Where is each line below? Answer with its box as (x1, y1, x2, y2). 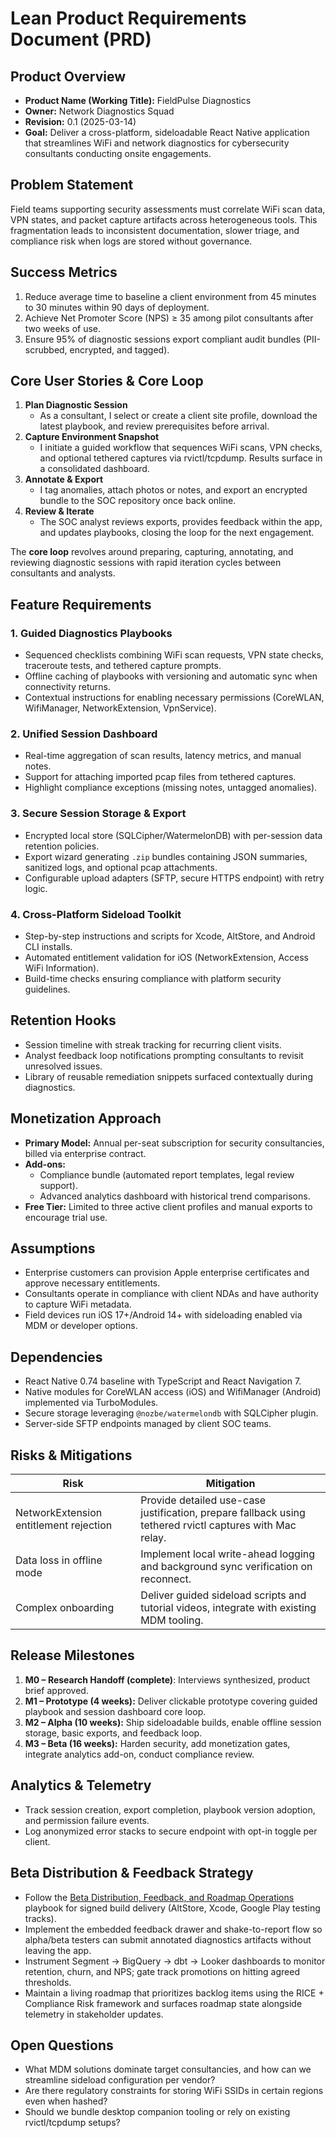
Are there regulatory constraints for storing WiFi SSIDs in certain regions (24, 2085, 324, 2097)
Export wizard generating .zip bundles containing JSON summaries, (24, 850, 308, 862)
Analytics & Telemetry (10, 1777, 152, 1794)
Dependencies (10, 1348, 103, 1366)
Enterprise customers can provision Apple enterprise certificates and (24, 1267, 310, 1279)
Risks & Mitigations (10, 1447, 133, 1464)
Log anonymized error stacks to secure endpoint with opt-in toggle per (24, 1825, 318, 1837)
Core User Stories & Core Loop (10, 373, 204, 390)
